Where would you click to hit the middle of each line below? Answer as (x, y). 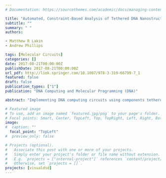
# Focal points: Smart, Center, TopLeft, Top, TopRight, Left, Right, (79, 118)
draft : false (19, 82)
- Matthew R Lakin (24, 41)
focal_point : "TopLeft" (34, 132)
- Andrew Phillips (24, 46)
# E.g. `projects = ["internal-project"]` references (64, 159)
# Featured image (23, 109)
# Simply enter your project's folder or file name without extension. (83, 154)
